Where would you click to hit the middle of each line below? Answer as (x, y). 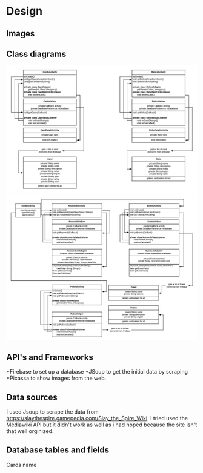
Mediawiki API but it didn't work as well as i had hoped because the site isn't (102, 425)
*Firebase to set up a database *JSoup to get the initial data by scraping (97, 372)
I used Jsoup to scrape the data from (52, 412)
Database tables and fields (58, 450)
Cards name (22, 465)
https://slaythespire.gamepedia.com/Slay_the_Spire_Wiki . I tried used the (97, 418)
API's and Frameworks (50, 357)
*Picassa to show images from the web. (56, 378)
